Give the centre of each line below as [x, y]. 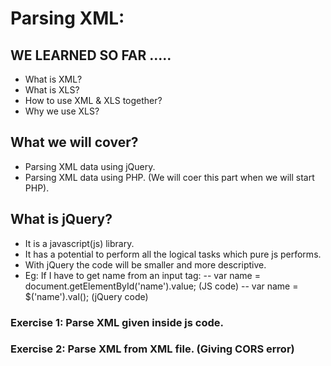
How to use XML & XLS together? [93, 100]
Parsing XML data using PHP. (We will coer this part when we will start [169, 177]
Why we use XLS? [62, 111]
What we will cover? [74, 142]
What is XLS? [52, 90]
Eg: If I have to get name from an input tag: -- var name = [142, 275]
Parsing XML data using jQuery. [90, 166]
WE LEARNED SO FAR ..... [91, 55]
